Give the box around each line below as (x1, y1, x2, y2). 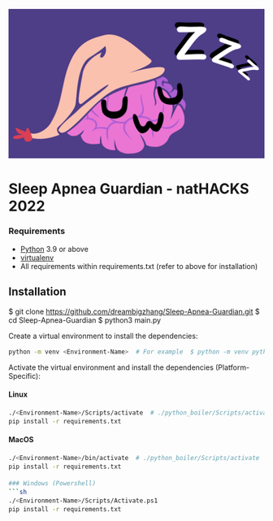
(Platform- (214, 363, 250, 372)
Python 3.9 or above (19, 244, 89, 254)
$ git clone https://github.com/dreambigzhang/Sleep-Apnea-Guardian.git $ (8, 306, 260, 316)
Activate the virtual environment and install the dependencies (8, 363, 214, 372)
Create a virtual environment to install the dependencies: (8, 331, 198, 341)
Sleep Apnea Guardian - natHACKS (8, 180, 249, 198)
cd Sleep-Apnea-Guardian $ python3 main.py (8, 315, 161, 325)
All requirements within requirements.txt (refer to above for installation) (19, 261, 258, 271)
